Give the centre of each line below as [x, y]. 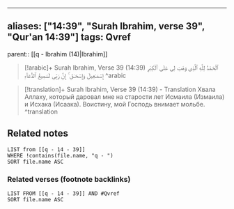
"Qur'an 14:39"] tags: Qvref [69, 37]
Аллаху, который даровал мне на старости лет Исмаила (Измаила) [124, 96]
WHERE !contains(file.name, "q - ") [60, 155]
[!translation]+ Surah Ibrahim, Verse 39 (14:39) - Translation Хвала [120, 89]
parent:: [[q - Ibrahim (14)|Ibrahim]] [57, 54]
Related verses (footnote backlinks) [69, 179]
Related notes [38, 133]
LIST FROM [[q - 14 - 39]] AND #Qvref [63, 193]
